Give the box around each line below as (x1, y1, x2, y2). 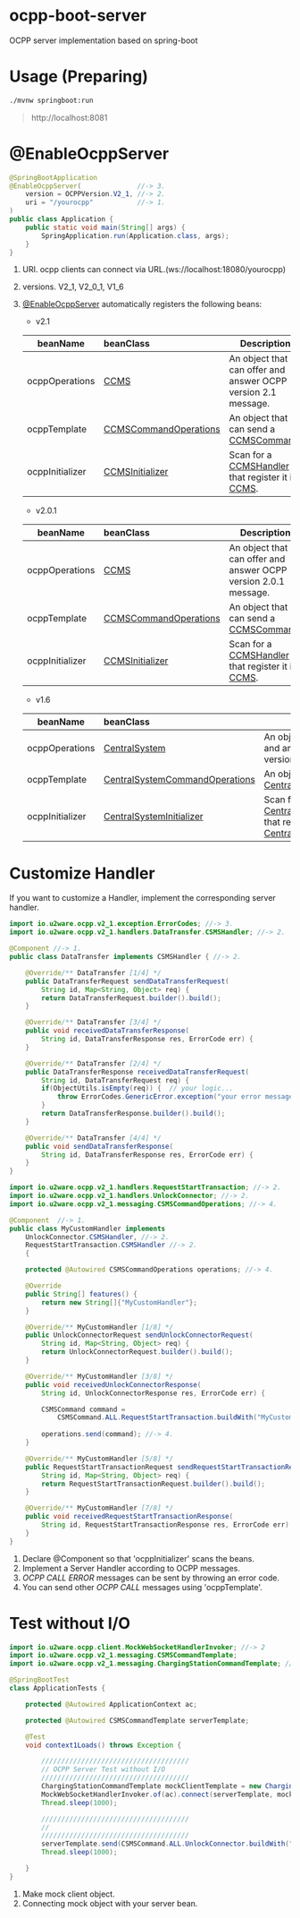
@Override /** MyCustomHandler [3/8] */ (25, 1372, 174, 1381)
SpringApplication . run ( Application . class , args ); (41, 231, 229, 240)
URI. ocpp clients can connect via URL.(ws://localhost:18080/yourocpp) (21, 264, 287, 275)
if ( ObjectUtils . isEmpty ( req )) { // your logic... (41, 1084, 234, 1093)
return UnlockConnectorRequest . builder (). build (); (41, 1348, 234, 1357)
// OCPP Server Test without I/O (41, 1765, 166, 1774)
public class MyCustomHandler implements (9, 1224, 166, 1233)
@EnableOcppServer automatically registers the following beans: (21, 299, 262, 310)
